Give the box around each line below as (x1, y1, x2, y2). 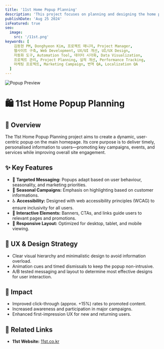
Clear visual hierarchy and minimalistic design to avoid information (12, 253, 146, 259)
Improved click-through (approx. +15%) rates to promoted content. (12, 301, 146, 307)
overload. (12, 258, 32, 264)
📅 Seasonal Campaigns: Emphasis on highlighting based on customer (12, 187, 154, 193)
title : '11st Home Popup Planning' (5, 7, 78, 12)
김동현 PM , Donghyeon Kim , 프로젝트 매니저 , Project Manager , (14, 44, 133, 49)
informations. (12, 192, 39, 198)
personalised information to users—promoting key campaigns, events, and (5, 144, 155, 150)
